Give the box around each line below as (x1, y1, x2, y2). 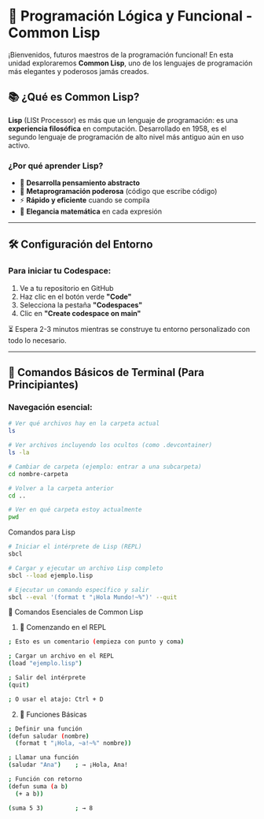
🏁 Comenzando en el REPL (19, 623, 107, 632)
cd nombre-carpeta (8, 470, 68, 478)
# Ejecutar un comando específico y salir (8, 586, 149, 594)
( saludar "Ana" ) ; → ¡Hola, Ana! (8, 761, 128, 769)
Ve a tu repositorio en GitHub (19, 283, 114, 292)
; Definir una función (8, 724, 82, 732)
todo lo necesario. (8, 335, 67, 345)
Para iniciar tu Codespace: (8, 266, 112, 277)
